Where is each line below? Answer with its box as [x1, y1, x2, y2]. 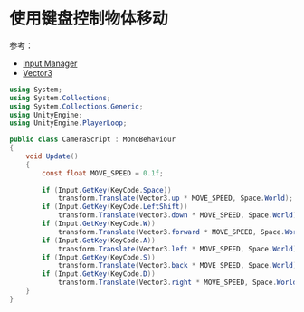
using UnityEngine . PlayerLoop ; [9, 118, 128, 128]
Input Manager [22, 58, 78, 69]
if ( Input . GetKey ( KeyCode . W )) [42, 219, 156, 229]
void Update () [25, 152, 79, 161]
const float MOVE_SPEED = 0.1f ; [42, 168, 165, 177]
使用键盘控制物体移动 [9, 8, 169, 29]
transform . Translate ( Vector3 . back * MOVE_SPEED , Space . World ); [57, 261, 301, 270]
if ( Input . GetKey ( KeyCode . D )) [42, 269, 156, 279]
